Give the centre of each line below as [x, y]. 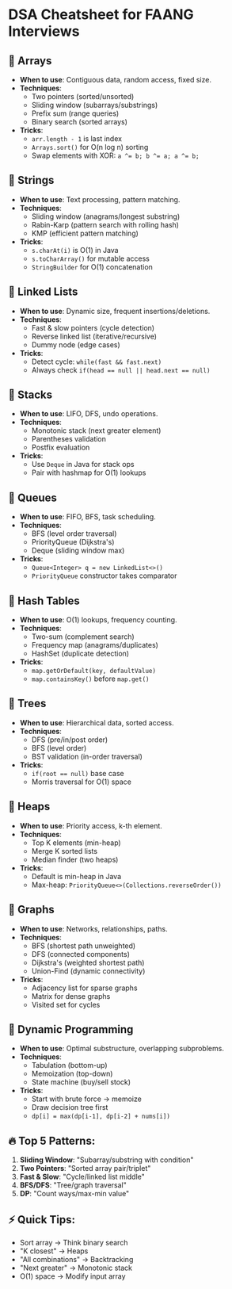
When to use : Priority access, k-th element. [91, 825]
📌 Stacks [30, 395]
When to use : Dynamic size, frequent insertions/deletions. [115, 311]
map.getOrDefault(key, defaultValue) [94, 671]
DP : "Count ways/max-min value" [74, 1194]
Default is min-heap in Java [76, 876]
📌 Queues [32, 497]
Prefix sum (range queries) [75, 113]
